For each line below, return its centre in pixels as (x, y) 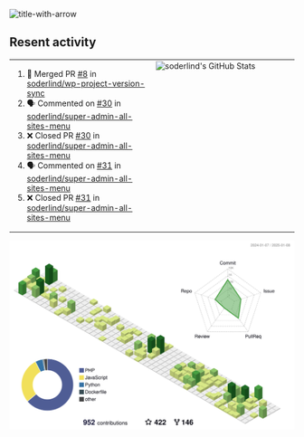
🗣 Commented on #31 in (74, 165)
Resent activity (53, 42)
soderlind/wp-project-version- (86, 83)
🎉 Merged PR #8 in (62, 73)
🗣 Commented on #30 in (74, 103)
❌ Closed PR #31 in (63, 197)
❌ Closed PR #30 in (63, 135)
